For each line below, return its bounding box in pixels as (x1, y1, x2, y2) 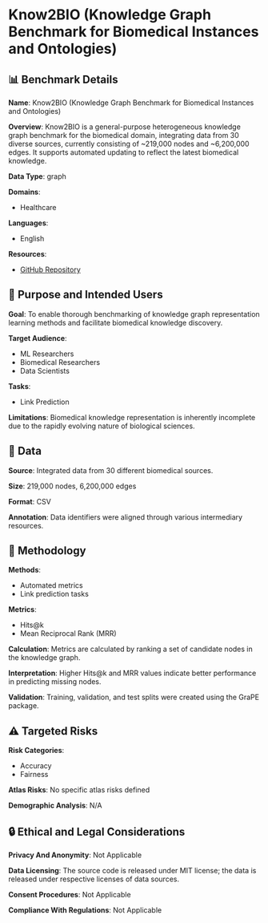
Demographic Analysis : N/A (8, 800, 102, 811)
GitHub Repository (19, 265, 82, 274)
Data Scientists (19, 366, 70, 375)
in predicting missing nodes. (8, 677, 102, 686)
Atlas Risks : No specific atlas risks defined (8, 785, 150, 795)
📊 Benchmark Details (8, 72, 118, 86)
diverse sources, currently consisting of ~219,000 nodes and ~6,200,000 (8, 139, 250, 148)
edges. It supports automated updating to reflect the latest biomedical (8, 148, 239, 157)
